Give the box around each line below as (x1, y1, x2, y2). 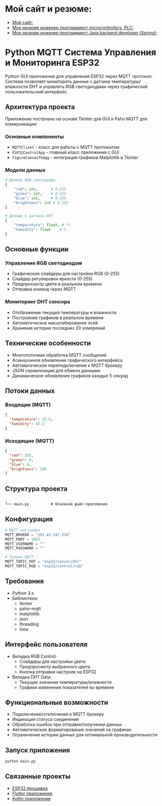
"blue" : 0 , (9, 462, 32, 467)
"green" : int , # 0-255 (14, 191, 67, 196)
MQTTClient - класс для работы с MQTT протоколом (12, 144, 120, 150)
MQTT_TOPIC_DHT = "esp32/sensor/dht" (5, 559, 82, 564)
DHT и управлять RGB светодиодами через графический (29, 84, 148, 90)
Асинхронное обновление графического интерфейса (12, 357, 123, 363)
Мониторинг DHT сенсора (5, 298, 71, 305)
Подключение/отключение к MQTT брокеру (12, 711, 105, 717)
